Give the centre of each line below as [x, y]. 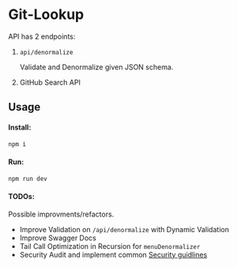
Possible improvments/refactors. [61, 214]
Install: [20, 127]
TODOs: [22, 197]
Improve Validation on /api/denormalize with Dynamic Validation [124, 229]
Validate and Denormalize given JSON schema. [96, 67]
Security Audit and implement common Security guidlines [113, 254]
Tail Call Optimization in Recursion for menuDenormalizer [110, 246]
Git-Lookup [46, 15]
